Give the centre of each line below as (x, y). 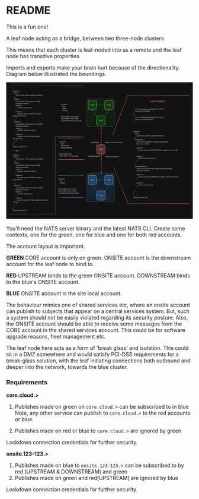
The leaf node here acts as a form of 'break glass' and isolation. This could (97, 348)
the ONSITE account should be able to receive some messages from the (94, 324)
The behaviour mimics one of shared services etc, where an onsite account (98, 305)
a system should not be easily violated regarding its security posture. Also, (97, 317)
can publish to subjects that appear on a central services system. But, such (98, 311)
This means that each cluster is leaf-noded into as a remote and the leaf (94, 50)
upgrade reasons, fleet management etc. (56, 336)
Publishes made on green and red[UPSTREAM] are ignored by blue (97, 478)
